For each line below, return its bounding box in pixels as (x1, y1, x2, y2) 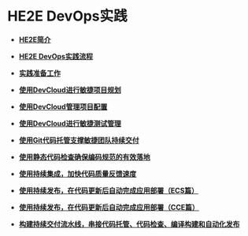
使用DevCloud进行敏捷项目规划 (18, 84, 121, 95)
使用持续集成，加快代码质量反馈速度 (18, 169, 137, 178)
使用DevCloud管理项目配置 (18, 102, 108, 111)
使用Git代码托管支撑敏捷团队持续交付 (18, 135, 139, 144)
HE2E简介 (18, 35, 52, 44)
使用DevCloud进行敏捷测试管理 (18, 118, 121, 128)
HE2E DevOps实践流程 (18, 51, 94, 61)
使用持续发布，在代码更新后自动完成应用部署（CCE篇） (18, 202, 200, 212)
